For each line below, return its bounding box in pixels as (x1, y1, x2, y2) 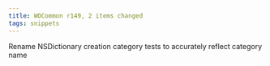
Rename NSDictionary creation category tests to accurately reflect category (8, 41, 262, 51)
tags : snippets (8, 19, 60, 27)
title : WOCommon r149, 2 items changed (8, 11, 144, 20)
